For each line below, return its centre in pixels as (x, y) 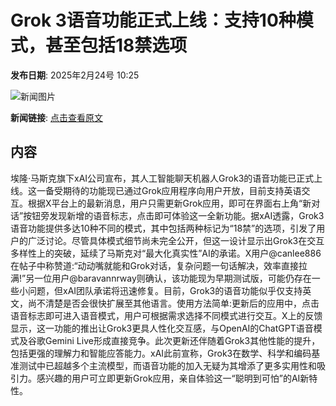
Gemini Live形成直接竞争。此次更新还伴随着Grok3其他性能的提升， (182, 340)
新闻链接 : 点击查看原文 (56, 117)
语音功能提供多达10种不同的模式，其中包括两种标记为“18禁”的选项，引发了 (163, 228)
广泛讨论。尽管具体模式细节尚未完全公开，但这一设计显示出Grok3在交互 (176, 240)
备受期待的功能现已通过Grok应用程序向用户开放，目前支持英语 (173, 190)
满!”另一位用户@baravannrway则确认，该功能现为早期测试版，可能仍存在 (161, 278)
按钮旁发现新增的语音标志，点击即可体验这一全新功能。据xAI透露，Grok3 (174, 215)
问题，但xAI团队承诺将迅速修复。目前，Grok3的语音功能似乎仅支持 (165, 290)
